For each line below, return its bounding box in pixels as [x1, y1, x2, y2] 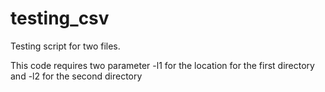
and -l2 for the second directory [10, 70, 143, 82]
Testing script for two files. [10, 40, 121, 52]
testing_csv [10, 7, 110, 30]
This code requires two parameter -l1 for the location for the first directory [10, 59, 315, 71]
